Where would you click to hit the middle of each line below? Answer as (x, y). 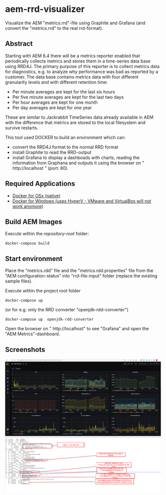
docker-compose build (27, 244)
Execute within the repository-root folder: (47, 234)
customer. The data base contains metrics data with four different (72, 77)
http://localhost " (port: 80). (40, 168)
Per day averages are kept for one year (52, 107)
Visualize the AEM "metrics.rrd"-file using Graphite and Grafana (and (75, 23)
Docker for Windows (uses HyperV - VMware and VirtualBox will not (82, 201)
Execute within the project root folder (43, 291)
